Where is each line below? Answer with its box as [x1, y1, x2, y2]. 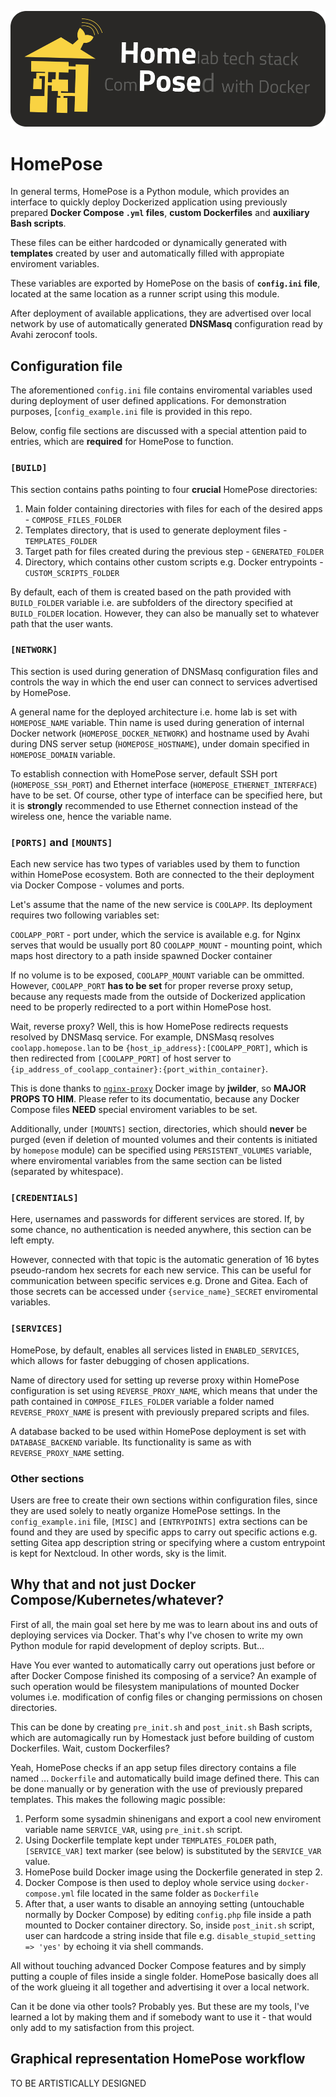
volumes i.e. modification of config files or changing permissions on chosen [10, 1691, 323, 1703]
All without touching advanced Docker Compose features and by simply [10, 1959, 307, 1971]
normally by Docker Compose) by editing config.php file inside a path [24, 1908, 312, 1920]
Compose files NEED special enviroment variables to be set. [10, 1104, 258, 1116]
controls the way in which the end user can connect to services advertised [10, 676, 318, 688]
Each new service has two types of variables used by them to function [10, 858, 301, 870]
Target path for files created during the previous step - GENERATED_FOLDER [24, 545, 325, 557]
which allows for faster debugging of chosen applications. [10, 1354, 250, 1366]
